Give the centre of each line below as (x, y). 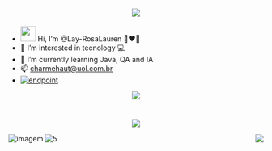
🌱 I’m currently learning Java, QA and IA (87, 59)
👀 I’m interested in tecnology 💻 (72, 48)
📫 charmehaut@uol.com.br (66, 68)
